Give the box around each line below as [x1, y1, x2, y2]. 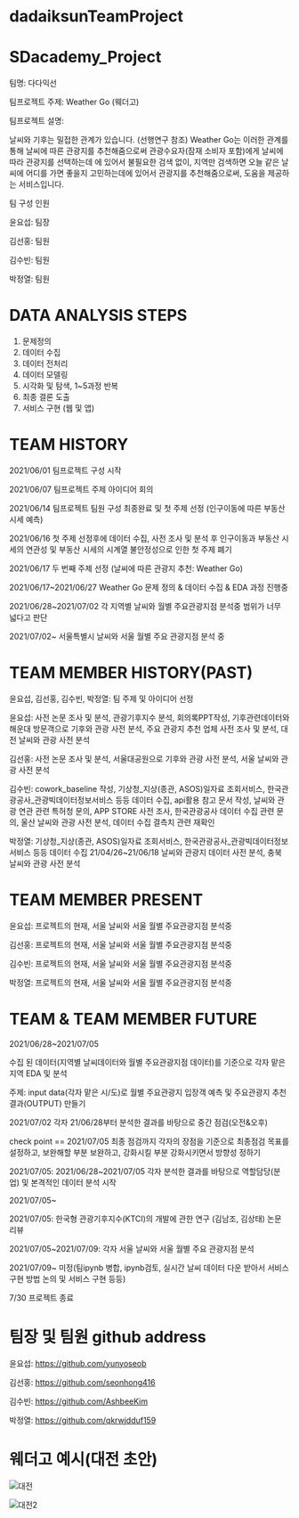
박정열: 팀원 [9, 273, 51, 284]
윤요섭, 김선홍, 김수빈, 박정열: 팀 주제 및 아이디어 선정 [9, 693, 194, 704]
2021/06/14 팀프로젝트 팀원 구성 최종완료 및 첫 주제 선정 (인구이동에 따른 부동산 [9, 503, 286, 513]
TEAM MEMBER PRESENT [9, 890, 203, 910]
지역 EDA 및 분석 [9, 1067, 68, 1079]
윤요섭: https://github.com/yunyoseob [9, 1358, 147, 1368]
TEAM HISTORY [9, 435, 129, 455]
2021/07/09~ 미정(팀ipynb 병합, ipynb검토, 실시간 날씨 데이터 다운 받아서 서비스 [9, 1262, 289, 1273]
